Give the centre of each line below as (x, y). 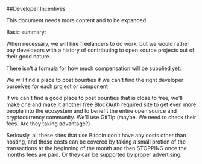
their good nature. (29, 56)
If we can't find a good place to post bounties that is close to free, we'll (94, 98)
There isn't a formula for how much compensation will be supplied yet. (94, 68)
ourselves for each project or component (57, 86)
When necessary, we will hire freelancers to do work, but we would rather (98, 44)
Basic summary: (26, 32)
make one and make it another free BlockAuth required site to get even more (101, 104)
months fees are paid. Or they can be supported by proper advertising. (94, 154)
